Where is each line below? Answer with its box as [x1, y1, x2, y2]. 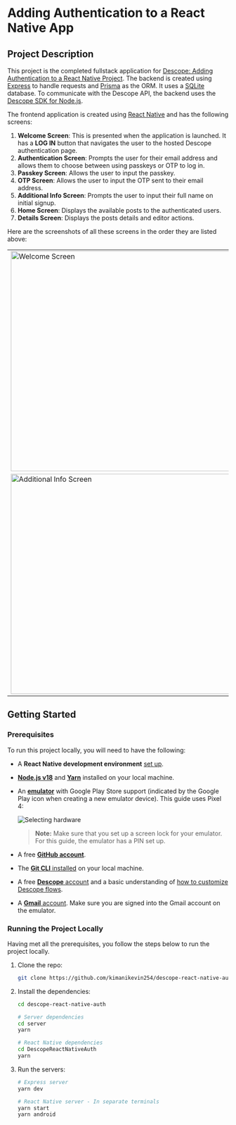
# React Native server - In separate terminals [17, 1098, 159, 1105]
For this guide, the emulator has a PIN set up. [34, 836, 166, 845]
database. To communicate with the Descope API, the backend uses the [7, 89, 216, 97]
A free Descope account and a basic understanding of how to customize [17, 877, 228, 885]
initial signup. [17, 199, 56, 207]
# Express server [17, 1079, 69, 1086]
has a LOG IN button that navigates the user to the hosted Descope [17, 139, 212, 147]
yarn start [17, 1105, 50, 1112]
